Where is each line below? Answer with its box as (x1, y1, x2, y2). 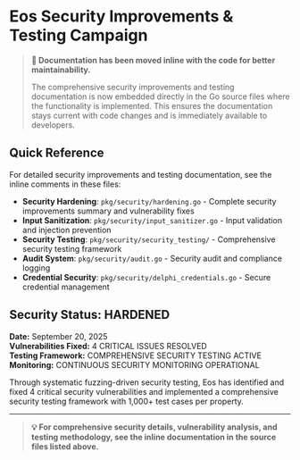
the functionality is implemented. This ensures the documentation (30, 100, 273, 111)
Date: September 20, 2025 (9, 330, 108, 341)
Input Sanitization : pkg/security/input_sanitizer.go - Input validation (21, 214, 283, 225)
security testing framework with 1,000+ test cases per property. (9, 396, 244, 406)
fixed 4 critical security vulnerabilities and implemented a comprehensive (9, 386, 279, 397)
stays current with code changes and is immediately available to (30, 110, 268, 121)
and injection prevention (21, 224, 112, 235)
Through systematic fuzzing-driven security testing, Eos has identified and (9, 377, 285, 388)
